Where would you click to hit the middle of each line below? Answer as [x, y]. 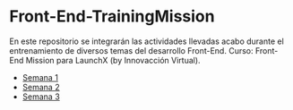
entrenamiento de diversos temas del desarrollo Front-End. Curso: [131, 50]
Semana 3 [41, 97]
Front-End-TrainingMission [112, 17]
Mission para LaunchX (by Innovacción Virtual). [113, 60]
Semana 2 [41, 87]
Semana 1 [40, 77]
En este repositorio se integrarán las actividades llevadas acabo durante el [146, 41]
